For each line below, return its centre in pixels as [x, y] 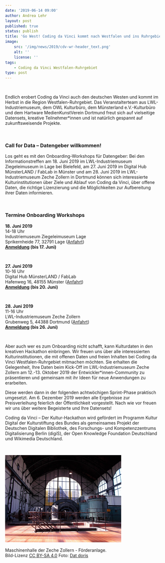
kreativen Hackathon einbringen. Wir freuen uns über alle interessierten [77, 351]
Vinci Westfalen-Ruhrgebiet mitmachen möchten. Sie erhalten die [71, 362]
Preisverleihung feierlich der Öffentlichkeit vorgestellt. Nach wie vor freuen [81, 403]
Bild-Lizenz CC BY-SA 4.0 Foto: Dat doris [47, 556]
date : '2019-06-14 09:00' [31, 10]
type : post [16, 73]
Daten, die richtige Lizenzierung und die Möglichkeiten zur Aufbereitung [78, 188]
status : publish [22, 31]
